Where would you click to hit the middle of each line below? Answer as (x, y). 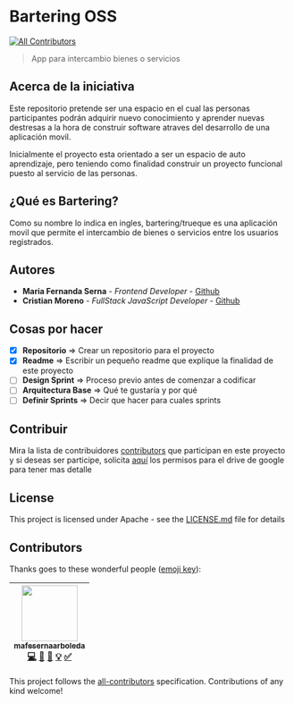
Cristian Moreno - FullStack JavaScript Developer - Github (131, 301)
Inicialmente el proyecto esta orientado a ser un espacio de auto (127, 154)
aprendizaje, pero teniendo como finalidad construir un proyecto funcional (146, 164)
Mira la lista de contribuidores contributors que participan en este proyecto (147, 451)
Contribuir (39, 429)
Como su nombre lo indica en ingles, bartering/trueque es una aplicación (143, 223)
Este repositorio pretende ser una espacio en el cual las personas (130, 108)
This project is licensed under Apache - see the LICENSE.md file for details (147, 520)
